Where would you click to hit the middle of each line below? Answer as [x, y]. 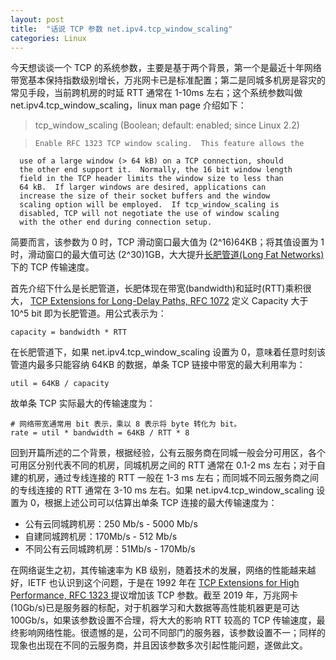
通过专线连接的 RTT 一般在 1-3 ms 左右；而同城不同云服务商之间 [186, 478]
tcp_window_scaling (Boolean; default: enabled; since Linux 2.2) [167, 125]
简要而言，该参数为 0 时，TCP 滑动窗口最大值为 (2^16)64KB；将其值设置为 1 [167, 242]
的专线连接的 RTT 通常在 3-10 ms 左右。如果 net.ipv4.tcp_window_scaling [162, 490]
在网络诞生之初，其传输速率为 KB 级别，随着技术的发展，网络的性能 [150, 570]
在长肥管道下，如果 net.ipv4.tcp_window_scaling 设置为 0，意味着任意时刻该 [168, 352]
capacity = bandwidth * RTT [69, 332]
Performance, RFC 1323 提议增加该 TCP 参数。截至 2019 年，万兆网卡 [154, 595]
